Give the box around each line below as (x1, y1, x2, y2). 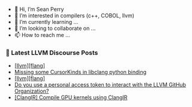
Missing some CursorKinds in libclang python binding (14, 69, 147, 76)
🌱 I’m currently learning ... (14, 19, 79, 25)
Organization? (14, 87, 49, 95)
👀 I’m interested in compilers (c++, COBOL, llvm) (14, 12, 134, 19)
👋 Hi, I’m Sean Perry (14, 6, 64, 13)
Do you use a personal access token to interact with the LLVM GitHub (14, 81, 187, 88)
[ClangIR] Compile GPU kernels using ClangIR (14, 94, 128, 101)
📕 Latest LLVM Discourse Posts (5, 48, 98, 57)
